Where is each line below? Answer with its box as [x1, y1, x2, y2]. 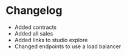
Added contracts [14, 23, 57, 31]
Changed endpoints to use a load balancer [14, 43, 122, 50]
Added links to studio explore [14, 36, 88, 43]
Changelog [5, 4, 63, 17]
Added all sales [14, 30, 53, 37]
